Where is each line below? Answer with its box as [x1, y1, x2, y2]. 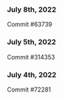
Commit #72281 [7, 85, 51, 94]
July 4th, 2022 [7, 70, 57, 79]
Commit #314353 [7, 53, 56, 61]
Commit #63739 [7, 20, 53, 29]
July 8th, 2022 [7, 5, 56, 14]
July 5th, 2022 [7, 38, 56, 47]
